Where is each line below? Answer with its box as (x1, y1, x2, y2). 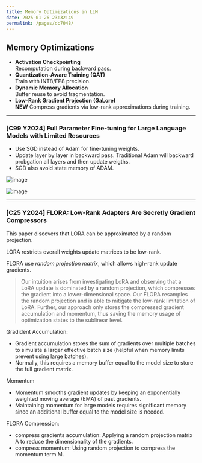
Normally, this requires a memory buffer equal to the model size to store (14, 359, 194, 366)
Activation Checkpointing (14, 59, 81, 66)
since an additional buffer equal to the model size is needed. (14, 408, 165, 415)
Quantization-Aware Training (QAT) (14, 71, 105, 78)
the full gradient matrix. (14, 365, 73, 372)
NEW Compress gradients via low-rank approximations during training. (14, 103, 191, 110)
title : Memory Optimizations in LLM (6, 8, 98, 15)
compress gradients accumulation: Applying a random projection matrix (14, 431, 193, 438)
